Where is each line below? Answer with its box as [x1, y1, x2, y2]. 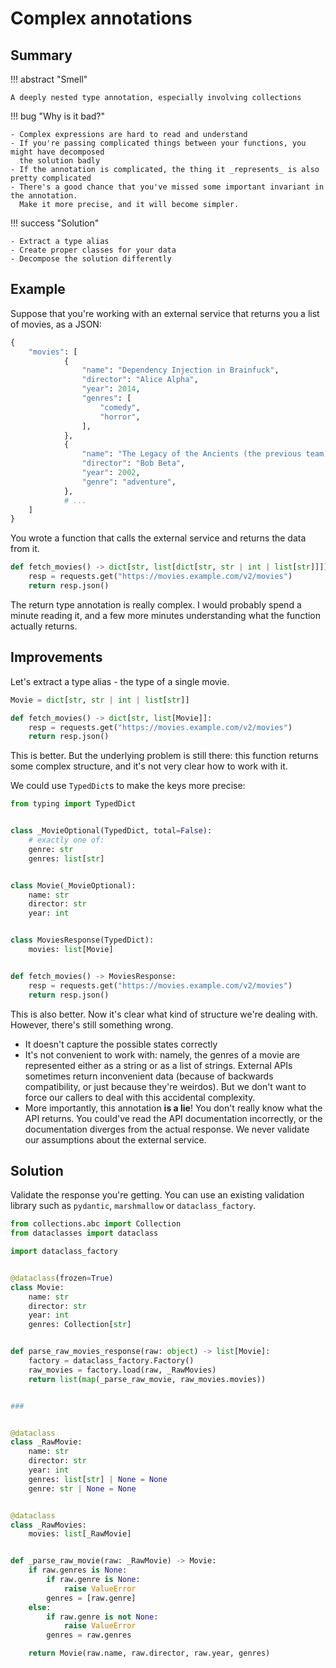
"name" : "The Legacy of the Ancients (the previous [81, 449, 302, 459]
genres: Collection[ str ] [28, 1320, 132, 1330]
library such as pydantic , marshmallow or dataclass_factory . [10, 1200, 257, 1212]
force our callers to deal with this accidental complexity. [24, 1091, 256, 1103]
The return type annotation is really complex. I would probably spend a [10, 598, 302, 611]
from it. [10, 543, 40, 555]
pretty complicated [10, 173, 92, 183]
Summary [10, 47, 73, 64]
